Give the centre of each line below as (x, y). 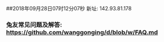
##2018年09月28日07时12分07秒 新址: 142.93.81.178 (69, 8)
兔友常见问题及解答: (34, 25)
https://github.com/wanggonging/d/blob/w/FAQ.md (82, 32)
